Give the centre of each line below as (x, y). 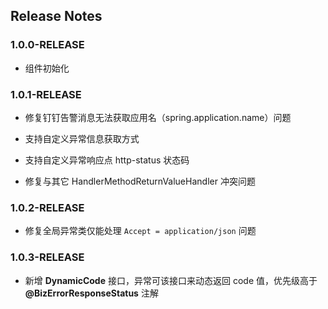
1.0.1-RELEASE (46, 94)
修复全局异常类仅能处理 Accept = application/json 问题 (140, 231)
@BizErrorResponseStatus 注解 (91, 293)
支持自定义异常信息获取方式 (82, 138)
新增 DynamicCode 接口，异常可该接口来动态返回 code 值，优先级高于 (171, 280)
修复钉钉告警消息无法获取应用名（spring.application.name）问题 (158, 117)
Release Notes (56, 16)
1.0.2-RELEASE (47, 207)
